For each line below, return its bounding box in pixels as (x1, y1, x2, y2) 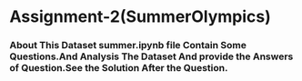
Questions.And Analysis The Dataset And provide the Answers (9, 50, 294, 63)
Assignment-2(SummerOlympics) (9, 6, 271, 27)
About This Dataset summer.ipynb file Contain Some (9, 39, 247, 52)
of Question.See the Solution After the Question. (9, 62, 228, 75)
